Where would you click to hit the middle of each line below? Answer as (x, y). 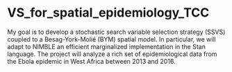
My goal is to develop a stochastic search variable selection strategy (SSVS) (116, 32)
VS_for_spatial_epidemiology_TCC (108, 13)
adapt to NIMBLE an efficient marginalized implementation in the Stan (107, 46)
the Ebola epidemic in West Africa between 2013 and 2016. (91, 61)
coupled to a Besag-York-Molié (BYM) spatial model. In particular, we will (112, 39)
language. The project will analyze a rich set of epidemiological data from (112, 54)
